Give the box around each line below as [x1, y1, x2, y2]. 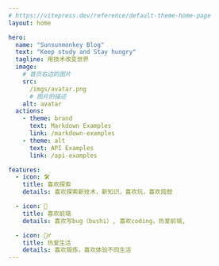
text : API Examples [29, 144, 94, 152]
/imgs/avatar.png [29, 85, 87, 93]
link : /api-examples [29, 152, 98, 160]
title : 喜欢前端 [22, 210, 71, 218]
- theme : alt [22, 137, 66, 145]
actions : [15, 107, 44, 115]
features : [8, 166, 41, 174]
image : [15, 63, 37, 71]
